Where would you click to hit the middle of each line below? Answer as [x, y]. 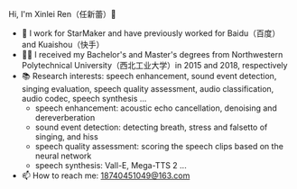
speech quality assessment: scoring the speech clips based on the [159, 146]
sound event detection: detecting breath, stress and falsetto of [151, 127]
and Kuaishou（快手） [63, 45]
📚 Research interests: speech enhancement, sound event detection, [149, 76]
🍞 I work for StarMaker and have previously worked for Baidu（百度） [151, 33]
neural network [63, 156]
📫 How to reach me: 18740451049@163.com [106, 175]
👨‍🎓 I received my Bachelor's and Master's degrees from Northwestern [152, 54]
